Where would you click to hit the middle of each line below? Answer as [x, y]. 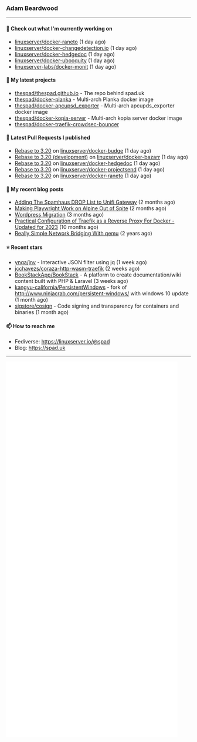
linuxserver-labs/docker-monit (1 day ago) [65, 66]
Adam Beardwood [32, 8]
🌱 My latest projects [31, 80]
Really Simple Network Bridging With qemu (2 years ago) [83, 234]
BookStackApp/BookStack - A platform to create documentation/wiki [98, 275]
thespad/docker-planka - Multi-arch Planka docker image [84, 99]
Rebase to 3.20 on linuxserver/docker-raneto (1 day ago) [83, 176]
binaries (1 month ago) [42, 312]
